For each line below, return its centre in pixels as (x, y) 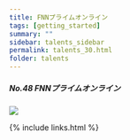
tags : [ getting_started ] (55, 26)
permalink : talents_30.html (61, 51)
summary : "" (31, 34)
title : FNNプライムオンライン (59, 17)
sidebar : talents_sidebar (57, 42)
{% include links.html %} (54, 127)
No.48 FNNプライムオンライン (65, 88)
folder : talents (39, 58)
